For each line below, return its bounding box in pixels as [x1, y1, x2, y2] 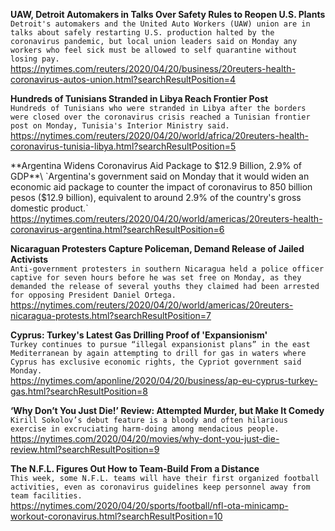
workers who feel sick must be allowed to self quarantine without [10, 45, 298, 55]
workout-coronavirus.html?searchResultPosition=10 [10, 510, 223, 522]
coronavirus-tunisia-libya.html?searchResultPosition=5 [10, 140, 237, 152]
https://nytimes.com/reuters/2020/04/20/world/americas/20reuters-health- [10, 213, 323, 224]
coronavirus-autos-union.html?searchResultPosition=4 [10, 74, 237, 85]
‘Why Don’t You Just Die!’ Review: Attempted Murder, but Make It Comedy [10, 405, 325, 416]
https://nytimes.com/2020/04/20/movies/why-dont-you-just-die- [10, 433, 280, 444]
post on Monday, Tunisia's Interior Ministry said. [10, 121, 230, 131]
